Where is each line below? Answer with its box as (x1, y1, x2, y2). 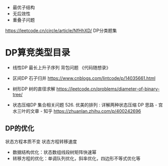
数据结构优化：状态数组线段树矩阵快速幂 (12, 149, 97, 155)
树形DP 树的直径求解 (12, 86, 55, 92)
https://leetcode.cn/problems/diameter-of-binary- (56, 86, 160, 92)
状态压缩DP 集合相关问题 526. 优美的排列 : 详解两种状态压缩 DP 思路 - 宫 (12, 102, 163, 108)
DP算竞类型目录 (5, 47, 70, 59)
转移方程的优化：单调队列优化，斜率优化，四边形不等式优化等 (12, 155, 141, 161)
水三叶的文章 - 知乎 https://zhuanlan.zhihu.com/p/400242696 (12, 108, 141, 114)
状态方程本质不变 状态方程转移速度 (5, 138, 77, 144)
